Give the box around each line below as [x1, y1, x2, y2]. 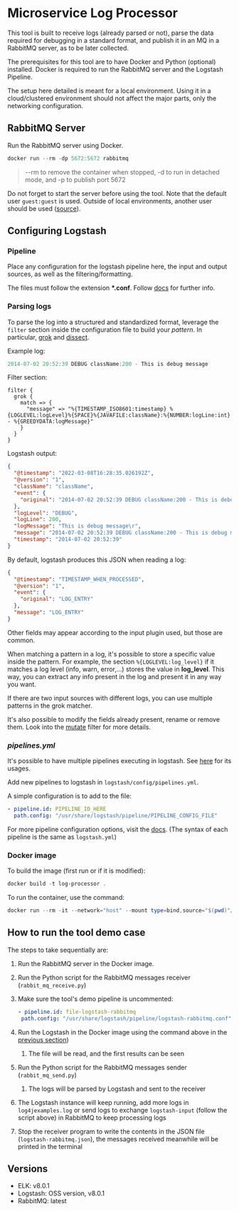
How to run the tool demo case [7, 927, 146, 939]
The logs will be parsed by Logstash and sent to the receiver [28, 1084, 206, 1093]
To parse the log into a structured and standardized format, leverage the [7, 318, 219, 326]
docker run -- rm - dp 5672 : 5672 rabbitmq [7, 154, 129, 162]
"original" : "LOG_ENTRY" [20, 596, 94, 603]
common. [7, 636, 36, 644]
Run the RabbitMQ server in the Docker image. [17, 959, 154, 968]
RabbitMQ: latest [17, 1197, 67, 1205]
